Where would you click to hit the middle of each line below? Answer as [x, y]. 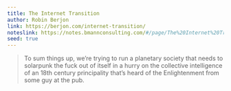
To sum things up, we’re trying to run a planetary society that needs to [123, 58]
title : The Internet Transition [53, 13]
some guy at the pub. [54, 80]
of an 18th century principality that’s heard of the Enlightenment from [122, 73]
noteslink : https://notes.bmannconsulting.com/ [77, 32]
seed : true [23, 39]
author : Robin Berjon [38, 20]
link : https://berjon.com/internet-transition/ [77, 26]
